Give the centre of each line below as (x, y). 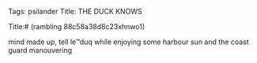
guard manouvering (40, 50)
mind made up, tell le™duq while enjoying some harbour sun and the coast (128, 42)
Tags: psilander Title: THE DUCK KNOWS (75, 11)
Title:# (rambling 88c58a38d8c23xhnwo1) (77, 26)
